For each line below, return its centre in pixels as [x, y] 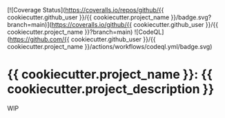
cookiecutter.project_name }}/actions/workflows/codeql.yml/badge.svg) [110, 47]
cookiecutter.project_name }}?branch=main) [70, 32]
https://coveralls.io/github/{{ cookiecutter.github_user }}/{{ [135, 24]
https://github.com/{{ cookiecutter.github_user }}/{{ [82, 39]
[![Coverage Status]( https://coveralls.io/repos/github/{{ [86, 10]
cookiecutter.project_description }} [111, 89]
